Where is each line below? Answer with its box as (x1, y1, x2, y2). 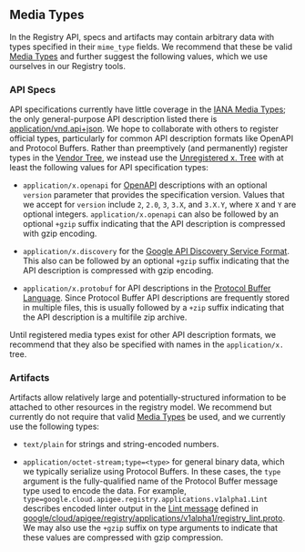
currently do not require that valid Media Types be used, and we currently (9, 412, 286, 423)
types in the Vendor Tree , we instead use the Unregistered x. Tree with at (9, 152, 284, 163)
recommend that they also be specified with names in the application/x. (9, 339, 284, 350)
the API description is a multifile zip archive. (22, 312, 188, 322)
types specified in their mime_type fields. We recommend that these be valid (9, 41, 293, 52)
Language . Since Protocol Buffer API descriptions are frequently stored (22, 292, 290, 303)
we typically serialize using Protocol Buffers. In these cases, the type (22, 466, 281, 477)
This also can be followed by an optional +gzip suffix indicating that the (22, 255, 290, 267)
